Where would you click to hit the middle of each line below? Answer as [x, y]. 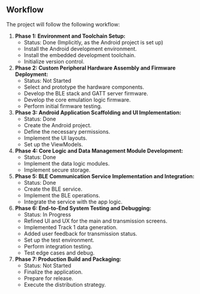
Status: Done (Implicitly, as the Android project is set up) [93, 42]
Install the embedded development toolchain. [80, 55]
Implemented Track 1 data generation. [71, 227]
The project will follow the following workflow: [63, 24]
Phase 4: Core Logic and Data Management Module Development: [99, 151]
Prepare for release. [49, 278]
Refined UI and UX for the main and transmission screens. [95, 221]
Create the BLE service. [53, 189]
